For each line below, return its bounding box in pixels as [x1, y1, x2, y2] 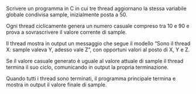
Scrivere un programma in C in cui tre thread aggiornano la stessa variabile [6, 5, 187, 12]
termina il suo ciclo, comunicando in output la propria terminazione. [6, 64, 169, 71]
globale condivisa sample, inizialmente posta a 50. [6, 11, 128, 18]
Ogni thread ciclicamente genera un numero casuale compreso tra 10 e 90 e [6, 23, 190, 29]
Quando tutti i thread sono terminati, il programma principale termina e [6, 75, 176, 82]
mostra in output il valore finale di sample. [6, 81, 107, 88]
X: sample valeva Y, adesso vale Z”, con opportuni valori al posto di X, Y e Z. [6, 46, 190, 53]
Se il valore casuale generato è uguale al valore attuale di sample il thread [6, 58, 184, 64]
